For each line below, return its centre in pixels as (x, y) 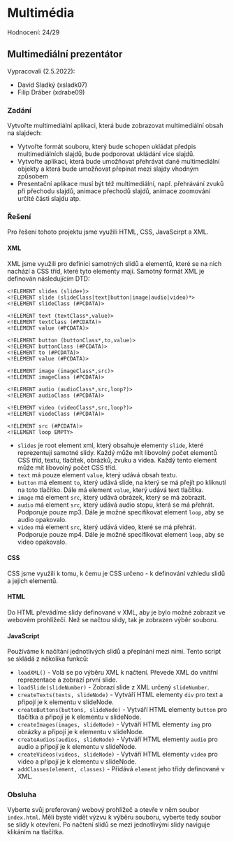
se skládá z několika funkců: (48, 659)
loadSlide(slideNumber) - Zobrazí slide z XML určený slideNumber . (113, 687)
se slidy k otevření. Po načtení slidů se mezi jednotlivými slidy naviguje (109, 825)
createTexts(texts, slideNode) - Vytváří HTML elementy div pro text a (120, 695)
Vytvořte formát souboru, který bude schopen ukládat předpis (107, 147)
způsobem (33, 176)
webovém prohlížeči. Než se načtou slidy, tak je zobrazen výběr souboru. (113, 619)
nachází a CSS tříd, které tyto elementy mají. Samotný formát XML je (106, 271)
